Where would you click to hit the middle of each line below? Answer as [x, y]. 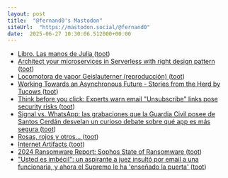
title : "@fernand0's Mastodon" [55, 21]
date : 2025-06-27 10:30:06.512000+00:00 [69, 34]
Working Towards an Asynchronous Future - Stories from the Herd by [119, 84]
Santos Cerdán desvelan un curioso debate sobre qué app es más [114, 122]
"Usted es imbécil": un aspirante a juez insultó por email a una [108, 160]
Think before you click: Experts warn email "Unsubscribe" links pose [118, 99]
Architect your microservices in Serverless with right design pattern [116, 62]
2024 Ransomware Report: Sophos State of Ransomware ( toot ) [110, 152]
